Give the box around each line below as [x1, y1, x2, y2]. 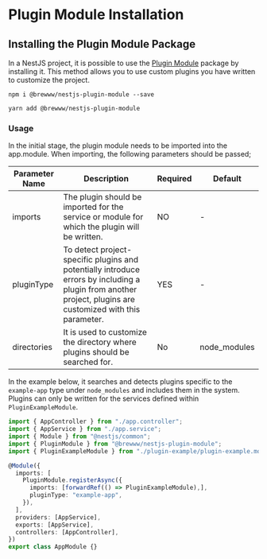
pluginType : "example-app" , [29, 491, 123, 499]
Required [157, 173, 192, 184]
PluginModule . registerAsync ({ [22, 476, 123, 484]
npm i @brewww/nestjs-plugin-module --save [8, 91, 155, 99]
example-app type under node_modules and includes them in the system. [8, 386, 240, 395]
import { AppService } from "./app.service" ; [8, 425, 161, 433]
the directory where [63, 336, 137, 347]
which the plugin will [63, 221, 140, 232]
